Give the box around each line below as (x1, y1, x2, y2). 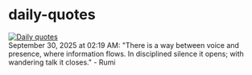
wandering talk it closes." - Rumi (8, 57, 116, 67)
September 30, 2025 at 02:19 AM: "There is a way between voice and (8, 40, 240, 49)
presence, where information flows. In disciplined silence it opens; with (8, 49, 244, 58)
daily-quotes (8, 6, 96, 24)
